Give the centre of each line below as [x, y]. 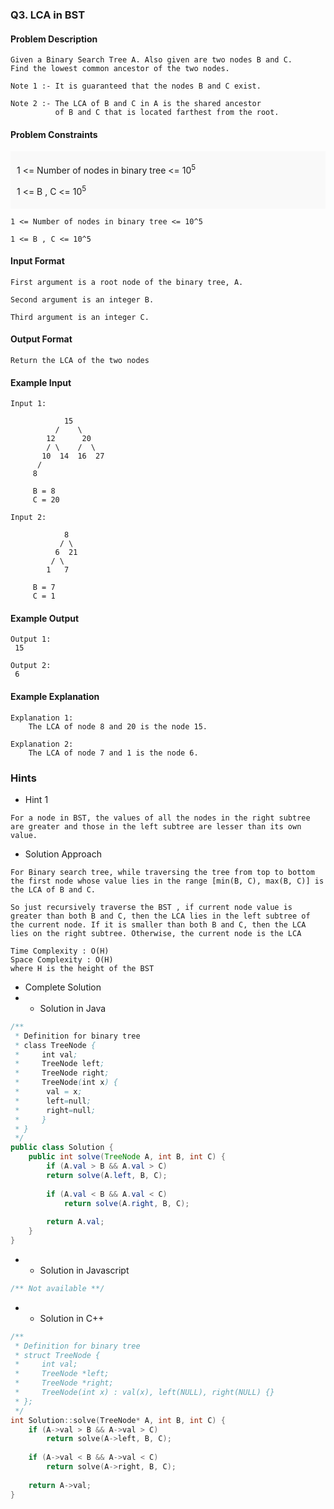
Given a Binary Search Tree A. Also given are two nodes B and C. [151, 60]
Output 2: [31, 666]
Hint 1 [36, 799]
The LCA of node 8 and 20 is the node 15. [118, 726]
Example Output [45, 618]
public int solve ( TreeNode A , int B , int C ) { [127, 1157]
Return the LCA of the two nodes [80, 361]
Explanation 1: [42, 718]
